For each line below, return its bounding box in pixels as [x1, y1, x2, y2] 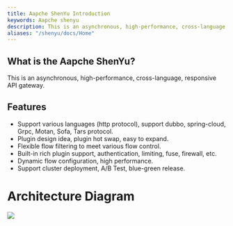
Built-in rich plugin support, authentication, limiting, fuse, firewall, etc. [17, 149, 217, 157]
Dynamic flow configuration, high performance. [17, 156, 154, 165]
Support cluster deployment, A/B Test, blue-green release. [17, 164, 186, 172]
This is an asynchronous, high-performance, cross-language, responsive [7, 74, 217, 82]
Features [7, 102, 47, 113]
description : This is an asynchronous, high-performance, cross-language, [7, 23, 229, 30]
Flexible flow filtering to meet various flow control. [17, 142, 161, 150]
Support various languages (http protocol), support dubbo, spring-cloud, [17, 120, 226, 128]
